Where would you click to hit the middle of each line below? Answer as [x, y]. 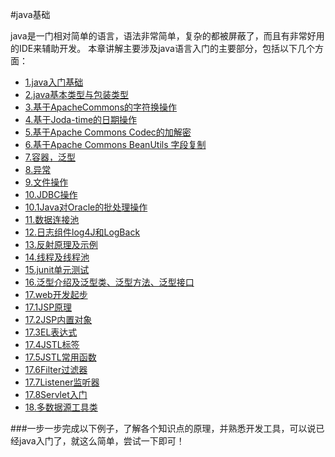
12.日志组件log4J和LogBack [82, 232]
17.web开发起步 [56, 294]
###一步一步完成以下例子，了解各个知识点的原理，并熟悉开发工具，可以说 [163, 428]
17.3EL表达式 [51, 332]
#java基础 [30, 14]
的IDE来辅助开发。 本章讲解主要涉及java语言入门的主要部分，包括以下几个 [162, 48]
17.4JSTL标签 [52, 344]
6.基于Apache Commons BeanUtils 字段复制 [115, 144]
